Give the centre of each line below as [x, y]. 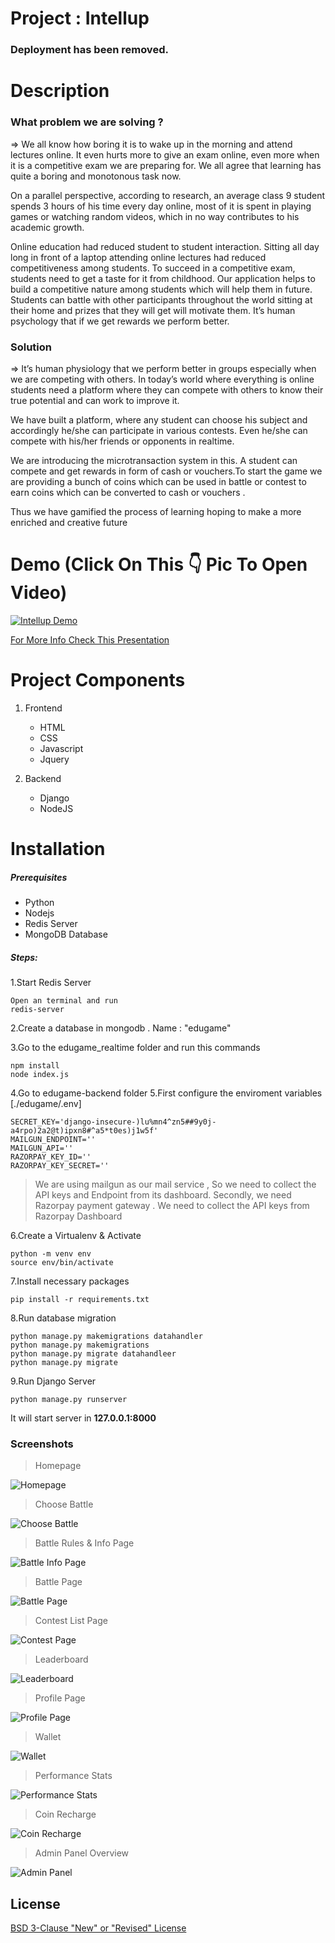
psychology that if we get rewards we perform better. [120, 321]
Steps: [24, 957]
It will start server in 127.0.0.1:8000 [83, 1418]
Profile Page [60, 1698]
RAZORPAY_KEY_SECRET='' [60, 1165]
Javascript [61, 748]
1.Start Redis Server [51, 982]
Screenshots [42, 1444]
